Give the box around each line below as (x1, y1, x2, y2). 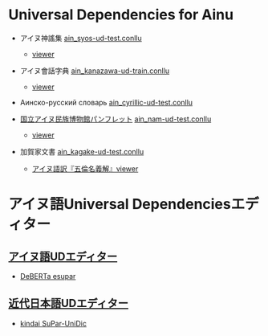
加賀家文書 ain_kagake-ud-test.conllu (19, 146, 144, 156)
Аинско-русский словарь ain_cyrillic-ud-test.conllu (19, 97, 193, 107)
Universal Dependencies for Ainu (8, 6, 234, 24)
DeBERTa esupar (19, 271, 76, 281)
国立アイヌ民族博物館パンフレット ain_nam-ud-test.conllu (19, 114, 212, 124)
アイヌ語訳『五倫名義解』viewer (31, 163, 139, 174)
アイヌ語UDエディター (8, 249, 118, 263)
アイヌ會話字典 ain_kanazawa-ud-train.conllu (19, 66, 170, 76)
